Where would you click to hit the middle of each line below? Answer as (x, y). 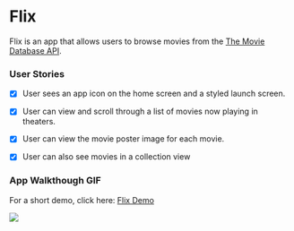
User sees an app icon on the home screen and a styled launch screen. (154, 94)
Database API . (35, 50)
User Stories (37, 73)
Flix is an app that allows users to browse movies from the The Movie (137, 41)
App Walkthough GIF (55, 181)
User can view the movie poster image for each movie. (123, 139)
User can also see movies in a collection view (106, 157)
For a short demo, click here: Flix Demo (82, 200)
